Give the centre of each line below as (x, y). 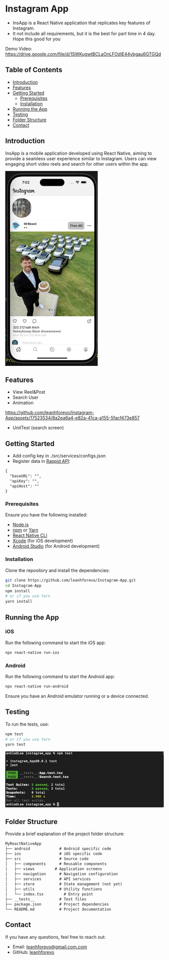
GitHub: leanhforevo (33, 952)
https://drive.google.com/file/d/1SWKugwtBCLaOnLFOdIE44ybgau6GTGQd (83, 54)
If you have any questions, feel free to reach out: (56, 937)
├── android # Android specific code (58, 849)
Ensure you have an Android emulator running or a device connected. (77, 696)
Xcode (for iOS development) (43, 541)
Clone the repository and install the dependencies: (58, 570)
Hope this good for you (36, 39)
